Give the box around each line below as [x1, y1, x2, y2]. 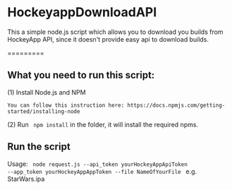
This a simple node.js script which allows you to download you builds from [7, 28, 224, 36]
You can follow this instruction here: [7, 102, 125, 109]
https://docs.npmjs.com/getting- [127, 102, 226, 109]
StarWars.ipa [7, 174, 45, 183]
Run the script [7, 141, 71, 153]
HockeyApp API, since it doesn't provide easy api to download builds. [7, 35, 209, 43]
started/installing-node [7, 107, 80, 115]
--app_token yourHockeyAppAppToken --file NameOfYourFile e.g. [7, 167, 197, 175]
